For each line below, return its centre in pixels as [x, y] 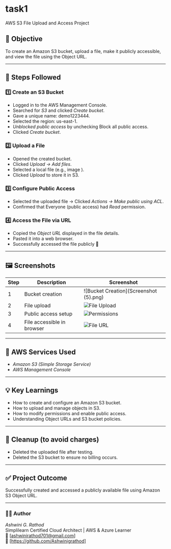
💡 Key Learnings [32, 391]
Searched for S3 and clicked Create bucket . [59, 110]
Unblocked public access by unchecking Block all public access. [80, 127]
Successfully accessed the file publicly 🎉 [56, 244]
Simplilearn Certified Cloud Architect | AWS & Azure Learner [68, 530]
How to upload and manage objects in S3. [56, 408]
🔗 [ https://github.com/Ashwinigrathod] [46, 541]
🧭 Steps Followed [33, 78]
